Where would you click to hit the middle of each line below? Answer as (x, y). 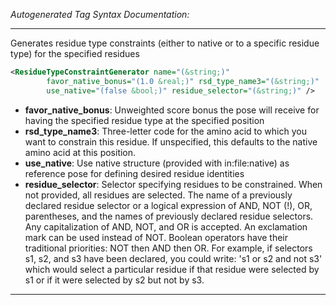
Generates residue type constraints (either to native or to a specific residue (165, 43)
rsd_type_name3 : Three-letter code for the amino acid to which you (165, 131)
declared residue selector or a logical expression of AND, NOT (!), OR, (168, 205)
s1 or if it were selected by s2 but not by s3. (114, 280)
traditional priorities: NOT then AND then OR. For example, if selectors (168, 248)
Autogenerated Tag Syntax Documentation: (100, 14)
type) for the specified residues (75, 53)
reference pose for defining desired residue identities (134, 173)
